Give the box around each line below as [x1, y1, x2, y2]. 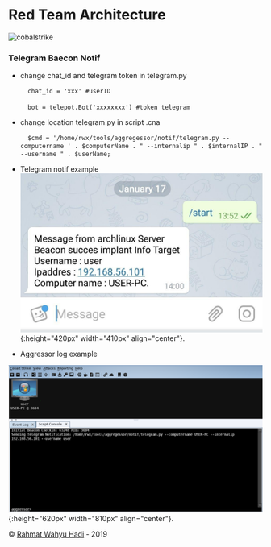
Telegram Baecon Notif [8, 52, 101, 64]
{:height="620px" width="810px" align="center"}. [8, 514, 174, 524]
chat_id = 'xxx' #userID [27, 87, 111, 96]
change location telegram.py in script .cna [19, 118, 161, 127]
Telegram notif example [19, 164, 99, 174]
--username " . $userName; [19, 151, 111, 159]
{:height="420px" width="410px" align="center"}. [19, 334, 186, 343]
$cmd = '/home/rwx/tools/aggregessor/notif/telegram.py [27, 135, 219, 143]
